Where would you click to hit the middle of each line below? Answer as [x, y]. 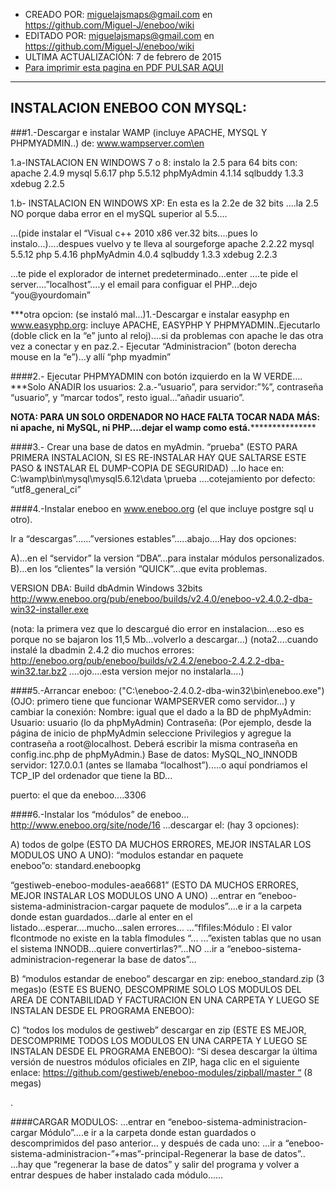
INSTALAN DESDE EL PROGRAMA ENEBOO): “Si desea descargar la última [164, 1051]
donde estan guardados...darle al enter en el [101, 916]
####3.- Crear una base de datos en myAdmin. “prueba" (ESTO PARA [154, 446]
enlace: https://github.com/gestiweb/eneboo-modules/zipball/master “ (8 [161, 1072]
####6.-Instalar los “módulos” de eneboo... [100, 814]
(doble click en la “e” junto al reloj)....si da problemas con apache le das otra [167, 335]
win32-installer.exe [50, 609]
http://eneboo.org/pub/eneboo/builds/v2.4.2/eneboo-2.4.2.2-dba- [147, 660]
